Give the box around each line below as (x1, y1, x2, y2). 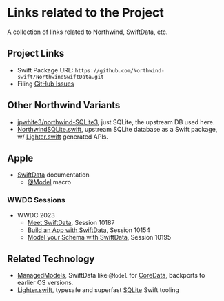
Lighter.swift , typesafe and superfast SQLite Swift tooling (17, 286, 179, 294)
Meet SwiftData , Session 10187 (27, 218, 115, 226)
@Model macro (27, 178, 71, 186)
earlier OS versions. (17, 278, 74, 287)
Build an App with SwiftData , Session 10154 (27, 226, 150, 234)
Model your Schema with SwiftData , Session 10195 (27, 233, 171, 241)
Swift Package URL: (17, 66, 74, 74)
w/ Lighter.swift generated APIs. (17, 133, 109, 141)
